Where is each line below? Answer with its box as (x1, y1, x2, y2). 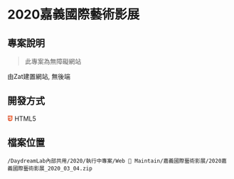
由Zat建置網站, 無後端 (7, 72, 71, 80)
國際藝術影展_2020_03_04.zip (12, 165, 92, 172)
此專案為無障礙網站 (24, 58, 82, 65)
